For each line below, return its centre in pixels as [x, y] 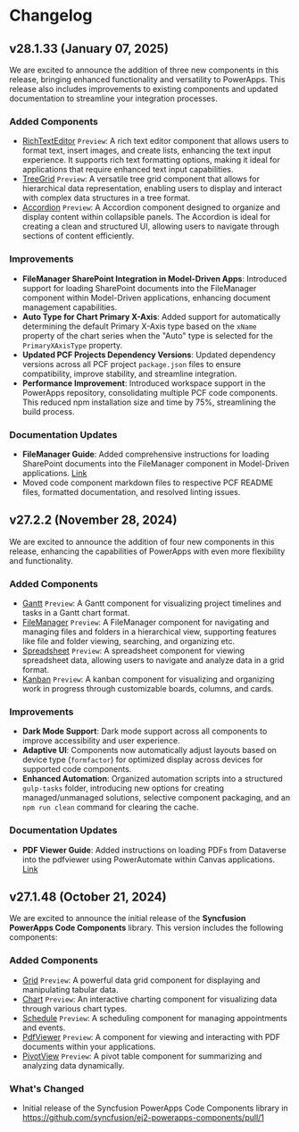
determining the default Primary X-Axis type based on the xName [139, 326]
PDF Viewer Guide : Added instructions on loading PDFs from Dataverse [154, 850]
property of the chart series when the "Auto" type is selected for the [148, 335]
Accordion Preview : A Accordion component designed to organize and [151, 207]
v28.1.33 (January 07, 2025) [89, 49]
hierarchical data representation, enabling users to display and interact [152, 189]
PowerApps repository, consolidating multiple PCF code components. [150, 392]
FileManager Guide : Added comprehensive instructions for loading [145, 454]
